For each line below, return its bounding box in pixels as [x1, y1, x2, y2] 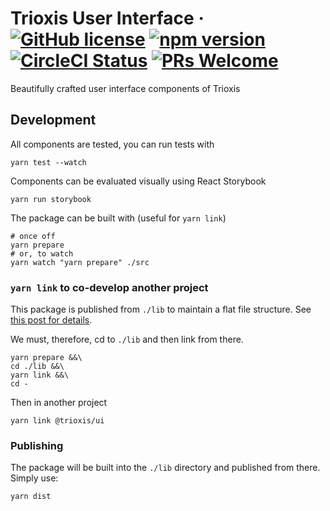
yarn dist [10, 492, 52, 502]
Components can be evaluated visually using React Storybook [10, 175, 267, 187]
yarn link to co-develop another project [10, 280, 209, 294]
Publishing [10, 438, 64, 452]
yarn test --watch [10, 157, 87, 167]
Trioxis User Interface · [10, 7, 205, 30]
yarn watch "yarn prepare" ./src [10, 257, 150, 267]
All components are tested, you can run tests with [10, 138, 215, 150]
